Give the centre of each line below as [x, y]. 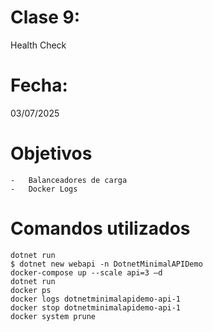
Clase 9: [45, 17]
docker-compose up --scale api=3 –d [86, 272]
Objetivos [51, 153]
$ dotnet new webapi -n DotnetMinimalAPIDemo [106, 264]
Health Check [38, 45]
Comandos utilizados [100, 228]
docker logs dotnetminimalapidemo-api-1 [96, 299]
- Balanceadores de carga [69, 180]
